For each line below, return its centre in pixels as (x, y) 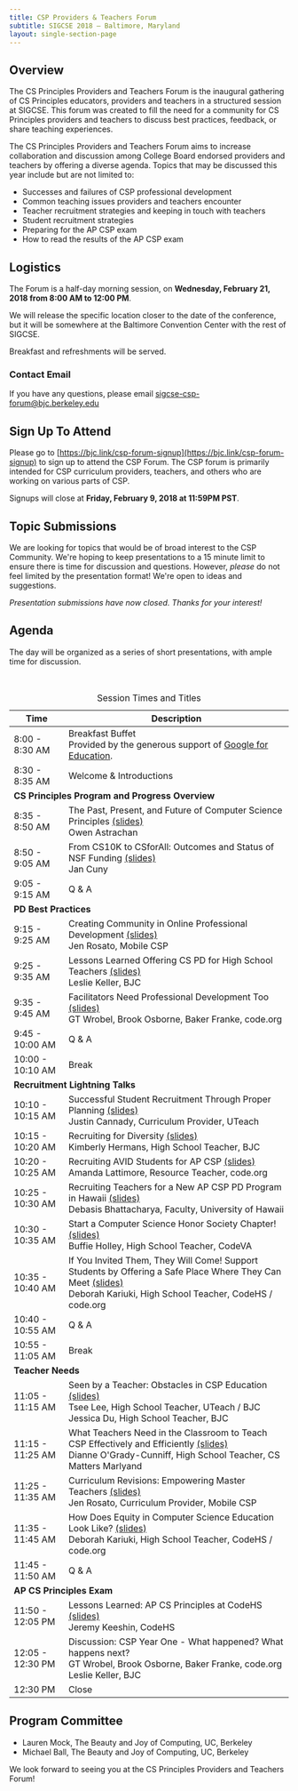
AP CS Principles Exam (63, 1590)
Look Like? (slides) (107, 1528)
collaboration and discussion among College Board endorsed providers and (147, 156)
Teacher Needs (47, 1370)
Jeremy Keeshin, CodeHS (122, 1626)
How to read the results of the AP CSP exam (103, 239)
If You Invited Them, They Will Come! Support (163, 1260)
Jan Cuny (88, 869)
